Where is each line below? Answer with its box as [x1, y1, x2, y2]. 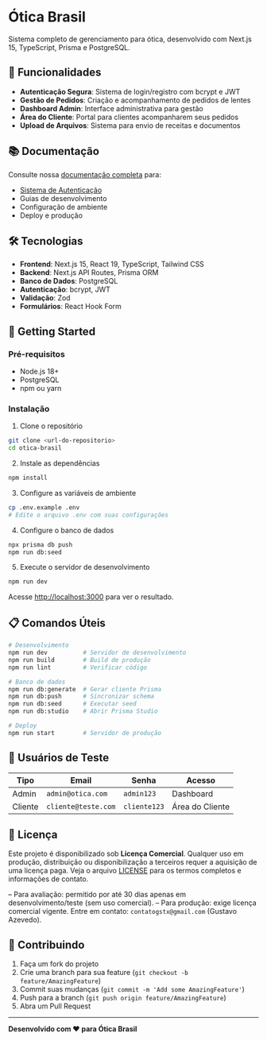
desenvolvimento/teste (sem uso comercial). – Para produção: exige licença [8, 898, 257, 907]
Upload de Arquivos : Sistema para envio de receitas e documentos [19, 120, 241, 130]
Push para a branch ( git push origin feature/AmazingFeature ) [19, 993, 226, 1003]
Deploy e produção [19, 211, 83, 220]
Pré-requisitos [8, 348, 65, 359]
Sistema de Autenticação [19, 185, 103, 195]
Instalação [8, 403, 50, 414]
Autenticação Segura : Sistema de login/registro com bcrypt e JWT [19, 87, 241, 96]
